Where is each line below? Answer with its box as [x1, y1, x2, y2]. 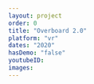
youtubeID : [8, 57, 45, 65]
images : [8, 64, 34, 72]
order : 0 [8, 19, 37, 27]
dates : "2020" [8, 42, 56, 50]
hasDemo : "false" [8, 49, 66, 57]
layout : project [8, 11, 62, 20]
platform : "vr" [8, 34, 59, 42]
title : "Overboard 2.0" [8, 26, 88, 34]
